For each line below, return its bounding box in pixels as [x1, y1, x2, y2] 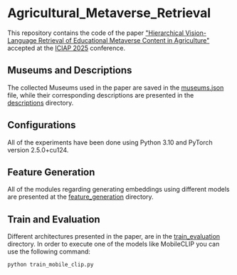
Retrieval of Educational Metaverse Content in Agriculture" [38, 36, 210, 44]
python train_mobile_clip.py [7, 261, 94, 269]
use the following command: [7, 247, 91, 256]
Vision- [184, 28, 206, 37]
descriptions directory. [7, 98, 74, 107]
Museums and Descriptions [7, 64, 132, 76]
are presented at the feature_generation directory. [7, 192, 154, 201]
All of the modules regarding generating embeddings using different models [7, 185, 230, 194]
